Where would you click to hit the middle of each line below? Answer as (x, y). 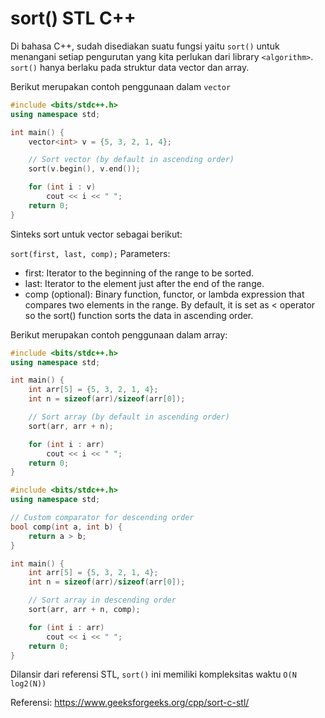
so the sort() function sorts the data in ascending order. (139, 315)
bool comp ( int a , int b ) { (66, 527)
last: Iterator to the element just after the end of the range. (144, 283)
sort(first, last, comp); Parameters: (90, 253)
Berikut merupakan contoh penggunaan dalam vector (121, 86)
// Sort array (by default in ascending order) (129, 417)
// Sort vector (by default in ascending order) (131, 160)
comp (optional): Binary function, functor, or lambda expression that (164, 294)
